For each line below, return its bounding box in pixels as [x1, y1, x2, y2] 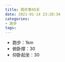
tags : [5, 26, 16, 31]
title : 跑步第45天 [5, 7, 40, 12]
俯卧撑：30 [12, 46, 35, 52]
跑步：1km [12, 40, 33, 46]
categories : [5, 16, 30, 21]
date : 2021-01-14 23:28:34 [5, 12, 61, 17]
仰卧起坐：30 [12, 52, 40, 58]
